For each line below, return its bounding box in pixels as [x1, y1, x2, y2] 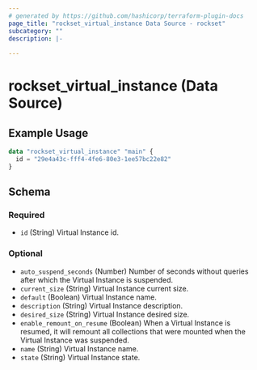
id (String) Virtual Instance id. [19, 228, 120, 237]
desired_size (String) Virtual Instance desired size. [19, 309, 190, 319]
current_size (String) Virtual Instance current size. [19, 283, 189, 293]
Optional [8, 248, 43, 259]
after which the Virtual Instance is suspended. [19, 274, 174, 284]
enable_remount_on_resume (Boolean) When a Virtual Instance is [19, 317, 231, 328]
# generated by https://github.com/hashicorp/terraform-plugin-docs [8, 11, 244, 20]
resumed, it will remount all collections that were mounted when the [19, 326, 246, 336]
